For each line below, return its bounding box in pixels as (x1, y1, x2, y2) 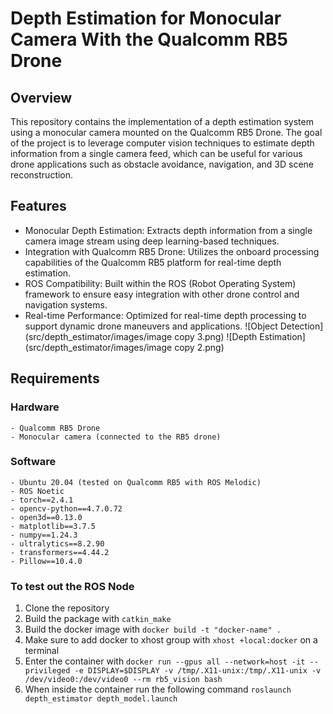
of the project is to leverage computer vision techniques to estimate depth (10, 137, 315, 149)
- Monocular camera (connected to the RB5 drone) (10, 432, 222, 442)
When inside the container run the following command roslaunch (24, 683, 292, 696)
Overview (10, 89, 73, 106)
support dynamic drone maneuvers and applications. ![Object (24, 320, 278, 332)
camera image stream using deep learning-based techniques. (24, 235, 280, 247)
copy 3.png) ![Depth (174, 330, 258, 342)
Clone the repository (24, 602, 110, 614)
